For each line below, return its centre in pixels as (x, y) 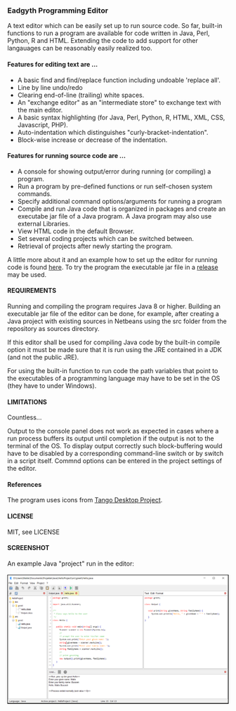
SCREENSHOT (28, 548)
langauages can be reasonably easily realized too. (80, 48)
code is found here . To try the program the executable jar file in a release (113, 267)
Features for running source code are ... (67, 156)
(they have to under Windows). (52, 386)
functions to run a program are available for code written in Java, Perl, (109, 33)
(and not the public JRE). (43, 357)
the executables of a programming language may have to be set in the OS (114, 378)
